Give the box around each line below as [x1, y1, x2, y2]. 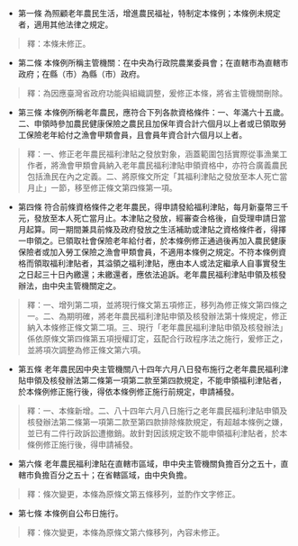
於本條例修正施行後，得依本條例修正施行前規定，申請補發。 [17, 387, 239, 396]
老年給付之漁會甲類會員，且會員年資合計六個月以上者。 [41, 130, 248, 140]
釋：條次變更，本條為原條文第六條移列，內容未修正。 [26, 527, 225, 538]
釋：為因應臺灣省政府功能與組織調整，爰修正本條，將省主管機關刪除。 [26, 88, 288, 98]
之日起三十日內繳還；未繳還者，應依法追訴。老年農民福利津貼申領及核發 [17, 269, 286, 279]
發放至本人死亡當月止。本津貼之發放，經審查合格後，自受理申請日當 [33, 213, 286, 223]
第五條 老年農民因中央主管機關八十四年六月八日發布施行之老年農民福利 [17, 364, 281, 374]
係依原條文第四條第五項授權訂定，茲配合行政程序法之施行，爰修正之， [26, 333, 288, 344]
